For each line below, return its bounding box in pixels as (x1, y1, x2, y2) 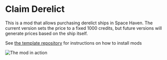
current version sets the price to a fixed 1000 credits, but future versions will (5, 25, 162, 31)
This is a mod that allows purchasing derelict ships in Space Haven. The (5, 20, 153, 26)
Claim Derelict (5, 3, 65, 15)
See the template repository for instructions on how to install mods (5, 40, 142, 46)
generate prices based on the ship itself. (5, 30, 88, 36)
